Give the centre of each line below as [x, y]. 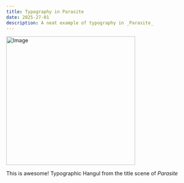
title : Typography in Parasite [45, 12]
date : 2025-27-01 [28, 17]
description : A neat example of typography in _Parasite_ [80, 23]
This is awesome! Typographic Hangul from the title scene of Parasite [92, 173]
